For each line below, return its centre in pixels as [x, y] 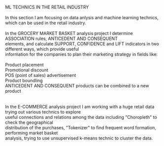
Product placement [25, 65]
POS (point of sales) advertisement [41, 75]
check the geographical [29, 122]
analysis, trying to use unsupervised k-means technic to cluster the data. [79, 138]
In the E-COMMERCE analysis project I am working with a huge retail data [80, 107]
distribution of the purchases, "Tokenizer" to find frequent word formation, [81, 128]
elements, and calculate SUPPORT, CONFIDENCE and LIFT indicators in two [82, 44]
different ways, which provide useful [42, 49]
